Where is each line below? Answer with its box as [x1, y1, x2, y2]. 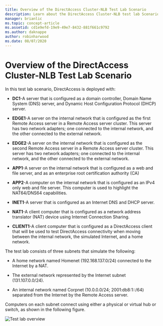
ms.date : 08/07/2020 [5, 39, 47, 44]
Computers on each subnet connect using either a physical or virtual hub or [5, 301, 156, 307]
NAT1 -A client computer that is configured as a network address [12, 208, 141, 214]
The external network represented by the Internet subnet [12, 272, 126, 278]
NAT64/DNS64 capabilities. [12, 190, 67, 196]
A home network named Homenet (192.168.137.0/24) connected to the [12, 257, 152, 263]
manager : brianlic [5, 16, 42, 21]
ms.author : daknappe [5, 30, 47, 34]
